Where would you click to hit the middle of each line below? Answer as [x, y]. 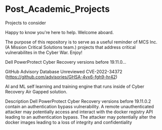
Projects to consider [25, 23]
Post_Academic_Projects [58, 9]
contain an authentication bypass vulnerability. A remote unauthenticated [80, 106]
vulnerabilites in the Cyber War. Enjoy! [44, 52]
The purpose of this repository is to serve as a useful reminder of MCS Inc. [81, 42]
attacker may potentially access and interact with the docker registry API [79, 112]
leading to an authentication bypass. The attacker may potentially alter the [81, 117]
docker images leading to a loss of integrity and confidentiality [69, 122]
